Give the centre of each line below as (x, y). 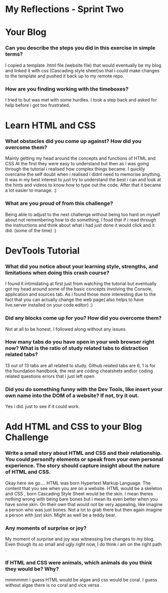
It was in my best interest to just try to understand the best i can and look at (83, 180)
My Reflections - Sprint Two (64, 9)
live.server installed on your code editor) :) (49, 305)
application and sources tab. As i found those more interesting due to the (81, 294)
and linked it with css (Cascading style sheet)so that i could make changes (82, 70)
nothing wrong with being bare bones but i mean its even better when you (81, 499)
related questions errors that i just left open (50, 376)
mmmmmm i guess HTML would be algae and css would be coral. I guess (81, 580)
